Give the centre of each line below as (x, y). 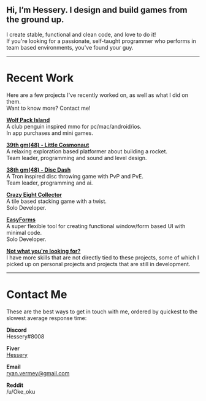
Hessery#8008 (25, 336)
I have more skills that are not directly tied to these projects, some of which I (103, 258)
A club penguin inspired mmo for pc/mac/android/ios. (74, 126)
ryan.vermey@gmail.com (38, 373)
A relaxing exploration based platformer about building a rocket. (87, 151)
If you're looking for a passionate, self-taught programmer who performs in (101, 41)
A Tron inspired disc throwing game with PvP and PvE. (75, 176)
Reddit (15, 385)
